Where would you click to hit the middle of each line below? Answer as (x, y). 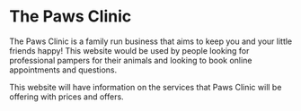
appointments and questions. (63, 70)
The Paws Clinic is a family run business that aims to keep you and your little (151, 41)
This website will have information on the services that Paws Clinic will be (146, 87)
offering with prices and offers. (66, 97)
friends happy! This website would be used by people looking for (129, 50)
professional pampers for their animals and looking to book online (131, 60)
